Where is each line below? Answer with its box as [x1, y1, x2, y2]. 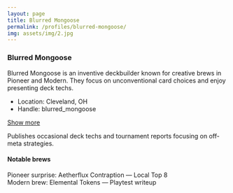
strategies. [23, 139, 55, 148]
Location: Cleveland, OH [17, 97, 88, 106]
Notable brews [7, 155, 51, 164]
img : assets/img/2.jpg [7, 29, 73, 37]
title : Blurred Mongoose [7, 17, 80, 24]
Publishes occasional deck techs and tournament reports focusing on [7, 131, 208, 140]
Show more [7, 118, 41, 127]
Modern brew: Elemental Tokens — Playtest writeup [7, 178, 157, 186]
